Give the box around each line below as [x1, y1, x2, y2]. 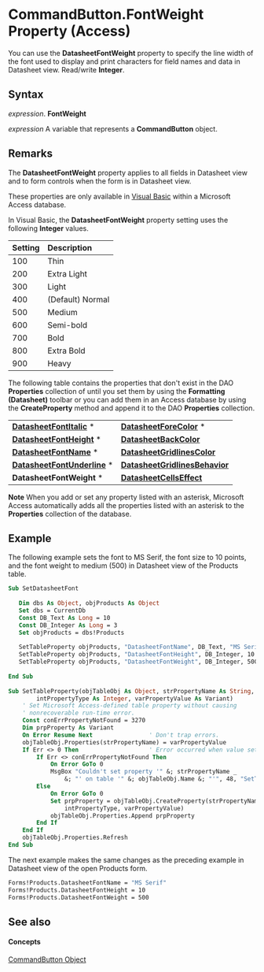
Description [46, 242, 93, 253]
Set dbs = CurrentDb [18, 607, 86, 614]
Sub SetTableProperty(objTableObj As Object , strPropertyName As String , [8, 687, 255, 695]
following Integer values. [8, 223, 89, 233]
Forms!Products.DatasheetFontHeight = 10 [8, 886, 146, 894]
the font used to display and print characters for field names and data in [8, 57, 241, 66]
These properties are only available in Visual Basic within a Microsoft [8, 191, 231, 201]
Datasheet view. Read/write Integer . [8, 65, 125, 74]
